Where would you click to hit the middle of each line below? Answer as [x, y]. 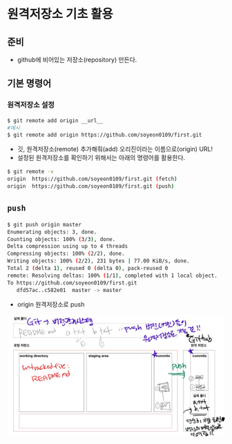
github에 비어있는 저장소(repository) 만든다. [77, 60]
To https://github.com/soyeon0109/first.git [72, 283]
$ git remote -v [30, 172]
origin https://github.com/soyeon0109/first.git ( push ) [91, 186]
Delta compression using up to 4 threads [68, 247]
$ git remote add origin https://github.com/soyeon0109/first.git [105, 135]
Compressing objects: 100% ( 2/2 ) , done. [66, 254]
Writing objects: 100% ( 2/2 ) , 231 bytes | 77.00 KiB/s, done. [98, 261]
